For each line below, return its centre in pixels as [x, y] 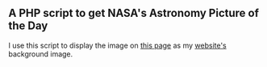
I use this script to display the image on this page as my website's [118, 45]
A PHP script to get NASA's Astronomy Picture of [134, 13]
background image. [41, 54]
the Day [28, 26]
